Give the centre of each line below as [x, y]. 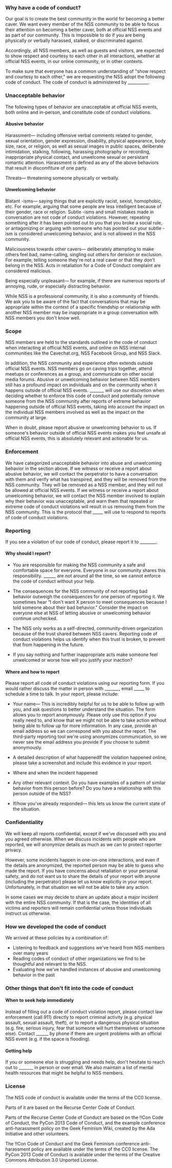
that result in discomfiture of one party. [47, 168]
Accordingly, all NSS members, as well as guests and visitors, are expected [84, 51]
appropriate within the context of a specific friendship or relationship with [83, 307]
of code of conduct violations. [37, 517]
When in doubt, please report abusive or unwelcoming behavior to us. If [81, 427]
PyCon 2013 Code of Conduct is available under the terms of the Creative [83, 1154]
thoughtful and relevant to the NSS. [50, 964]
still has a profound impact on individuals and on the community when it [81, 385]
